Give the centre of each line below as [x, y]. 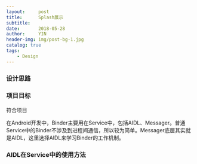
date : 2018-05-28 [36, 28]
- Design [28, 56]
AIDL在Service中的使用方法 [46, 154]
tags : [13, 51]
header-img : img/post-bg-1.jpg [45, 40]
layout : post [28, 12]
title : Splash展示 [35, 17]
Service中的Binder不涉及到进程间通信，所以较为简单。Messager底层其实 [96, 130]
